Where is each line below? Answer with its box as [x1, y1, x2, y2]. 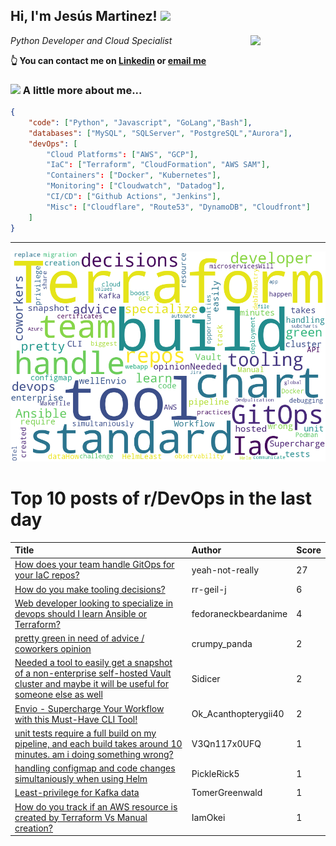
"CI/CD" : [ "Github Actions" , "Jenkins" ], [46, 192, 222, 202]
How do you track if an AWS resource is [14, 800, 178, 813]
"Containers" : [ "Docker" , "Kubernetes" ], [46, 170, 222, 181]
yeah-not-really [191, 564, 260, 576]
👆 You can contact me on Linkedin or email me [10, 54, 207, 66]
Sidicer [191, 672, 221, 684]
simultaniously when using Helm [14, 773, 148, 785]
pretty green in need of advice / [14, 632, 145, 644]
